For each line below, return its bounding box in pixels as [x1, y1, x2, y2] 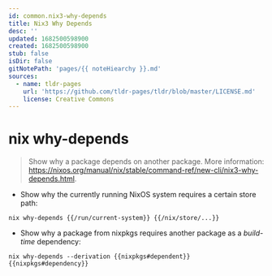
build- [243, 228, 264, 238]
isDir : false [8, 58, 53, 66]
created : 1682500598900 [8, 42, 89, 50]
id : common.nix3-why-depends [8, 11, 107, 20]
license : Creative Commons [23, 95, 114, 103]
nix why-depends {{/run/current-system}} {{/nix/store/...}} [8, 214, 220, 222]
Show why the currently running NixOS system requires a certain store [19, 190, 257, 200]
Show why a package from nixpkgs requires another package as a [19, 228, 242, 238]
